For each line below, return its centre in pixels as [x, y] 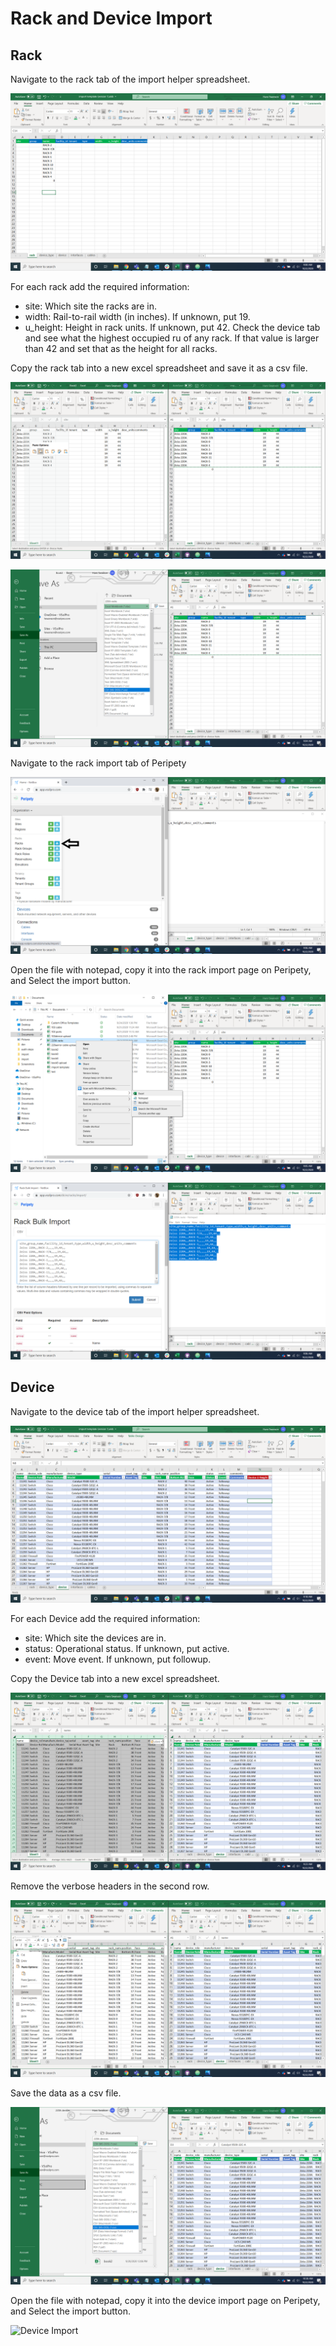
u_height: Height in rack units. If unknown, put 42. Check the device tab [172, 327]
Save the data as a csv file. [66, 2093]
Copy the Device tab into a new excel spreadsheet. [115, 1679]
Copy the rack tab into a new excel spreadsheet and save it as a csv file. [159, 368]
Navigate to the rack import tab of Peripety [98, 763]
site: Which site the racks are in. [90, 306]
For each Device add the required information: [105, 1619]
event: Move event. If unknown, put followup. [118, 1659]
